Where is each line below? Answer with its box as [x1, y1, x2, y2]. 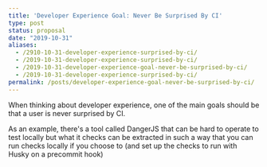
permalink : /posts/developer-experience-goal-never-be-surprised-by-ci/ [8, 78, 255, 86]
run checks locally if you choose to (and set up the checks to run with [8, 141, 238, 150]
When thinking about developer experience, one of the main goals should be [8, 100, 260, 110]
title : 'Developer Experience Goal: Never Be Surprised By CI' [8, 11, 223, 20]
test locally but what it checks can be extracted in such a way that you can [8, 132, 253, 142]
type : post [8, 19, 45, 27]
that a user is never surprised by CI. [8, 108, 126, 118]
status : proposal [8, 26, 66, 34]
